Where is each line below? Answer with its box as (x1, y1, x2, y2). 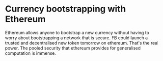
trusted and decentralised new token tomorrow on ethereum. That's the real (5, 40, 159, 46)
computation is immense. (5, 50, 56, 56)
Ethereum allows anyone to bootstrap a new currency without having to (5, 30, 150, 35)
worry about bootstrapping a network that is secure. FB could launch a (5, 35, 148, 41)
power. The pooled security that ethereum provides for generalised (5, 45, 141, 51)
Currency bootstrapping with (5, 3, 126, 15)
